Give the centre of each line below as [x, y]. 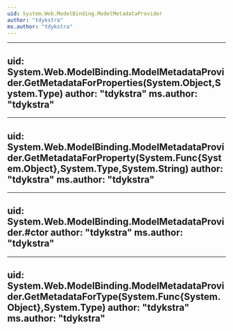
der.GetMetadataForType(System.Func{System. [114, 297]
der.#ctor [28, 233]
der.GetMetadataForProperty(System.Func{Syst [114, 158]
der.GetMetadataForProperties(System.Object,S [114, 83]
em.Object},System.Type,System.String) [98, 168]
